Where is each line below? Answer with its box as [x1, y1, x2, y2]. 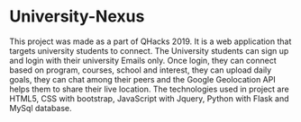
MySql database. [9, 102, 72, 113]
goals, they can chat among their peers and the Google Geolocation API [9, 74, 277, 84]
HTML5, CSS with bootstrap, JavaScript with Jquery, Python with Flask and [9, 92, 290, 104]
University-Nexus [9, 6, 145, 27]
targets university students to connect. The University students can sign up [9, 45, 289, 56]
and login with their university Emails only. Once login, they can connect [9, 55, 277, 65]
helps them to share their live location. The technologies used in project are [9, 83, 290, 94]
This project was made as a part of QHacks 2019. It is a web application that [9, 36, 292, 47]
